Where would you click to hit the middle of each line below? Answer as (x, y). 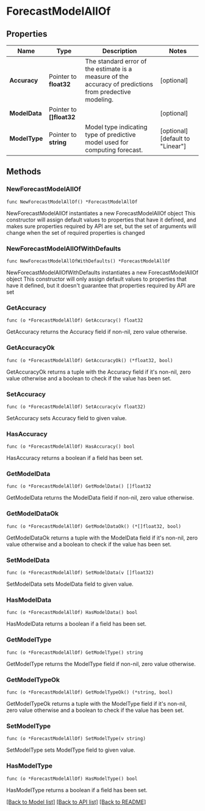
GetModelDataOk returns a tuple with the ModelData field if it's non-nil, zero (102, 538)
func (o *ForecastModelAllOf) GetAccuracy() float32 (75, 320)
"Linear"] (173, 146)
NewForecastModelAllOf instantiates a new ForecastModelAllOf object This (101, 213)
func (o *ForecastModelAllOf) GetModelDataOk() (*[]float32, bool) (94, 526)
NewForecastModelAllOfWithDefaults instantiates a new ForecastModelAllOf (103, 272)
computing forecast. (114, 150)
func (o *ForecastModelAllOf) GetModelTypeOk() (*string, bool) (90, 692)
